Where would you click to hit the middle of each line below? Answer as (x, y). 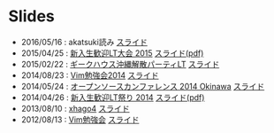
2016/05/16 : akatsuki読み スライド (84, 42)
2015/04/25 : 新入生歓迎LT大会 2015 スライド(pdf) (112, 53)
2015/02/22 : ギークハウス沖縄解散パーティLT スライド (120, 64)
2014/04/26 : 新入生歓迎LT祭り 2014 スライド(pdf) (113, 97)
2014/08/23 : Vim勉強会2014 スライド (90, 75)
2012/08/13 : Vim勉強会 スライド (80, 119)
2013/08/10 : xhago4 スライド (75, 108)
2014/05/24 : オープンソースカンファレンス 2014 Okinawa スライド (143, 86)
